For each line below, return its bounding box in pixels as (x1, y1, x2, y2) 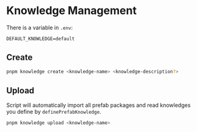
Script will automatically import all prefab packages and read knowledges (6, 101, 191, 109)
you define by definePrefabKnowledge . (6, 108, 102, 116)
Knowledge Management (6, 4, 137, 18)
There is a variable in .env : (6, 24, 73, 31)
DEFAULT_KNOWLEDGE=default (6, 35, 75, 42)
